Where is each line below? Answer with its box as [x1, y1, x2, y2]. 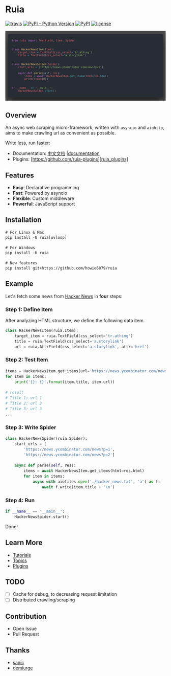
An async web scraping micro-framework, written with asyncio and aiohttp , [5, 124, 164, 131]
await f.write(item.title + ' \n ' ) [41, 484, 115, 489]
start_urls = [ [14, 441, 47, 446]
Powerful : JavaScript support [12, 201, 75, 207]
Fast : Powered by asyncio [12, 190, 68, 196]
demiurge [12, 665, 33, 671]
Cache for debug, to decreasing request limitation [12, 591, 117, 597]
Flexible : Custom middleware [12, 195, 75, 201]
